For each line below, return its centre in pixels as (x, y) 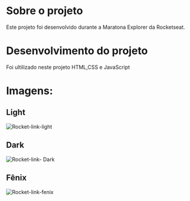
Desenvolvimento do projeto (77, 51)
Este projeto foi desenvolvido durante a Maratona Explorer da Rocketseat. (96, 27)
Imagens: (30, 91)
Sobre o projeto (45, 11)
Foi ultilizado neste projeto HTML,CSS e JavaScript (68, 67)
